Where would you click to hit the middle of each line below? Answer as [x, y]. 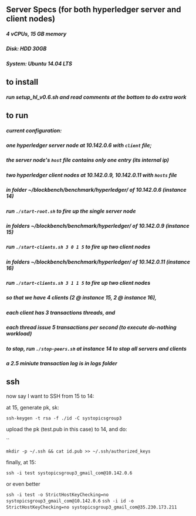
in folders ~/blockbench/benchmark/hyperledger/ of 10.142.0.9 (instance [98, 225]
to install [22, 82]
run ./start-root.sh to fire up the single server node [71, 211]
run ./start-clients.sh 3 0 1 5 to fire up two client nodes [78, 247]
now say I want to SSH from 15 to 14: [50, 396]
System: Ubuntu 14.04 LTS [39, 64]
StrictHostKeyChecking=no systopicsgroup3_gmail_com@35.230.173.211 [92, 507]
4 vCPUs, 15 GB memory [36, 34]
